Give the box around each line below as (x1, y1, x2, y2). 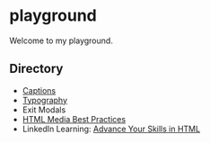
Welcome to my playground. (9, 35, 114, 46)
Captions (22, 85, 57, 95)
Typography (22, 94, 68, 105)
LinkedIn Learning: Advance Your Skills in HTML (22, 123, 200, 134)
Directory (9, 61, 64, 76)
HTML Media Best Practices (22, 113, 127, 124)
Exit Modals (22, 104, 66, 115)
